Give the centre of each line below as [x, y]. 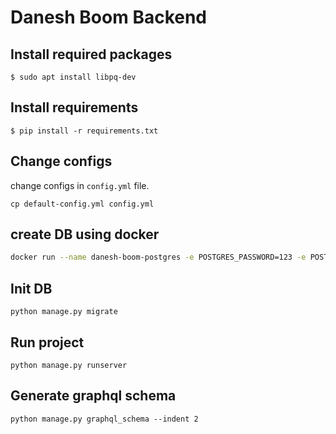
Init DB [31, 288]
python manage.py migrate [64, 312]
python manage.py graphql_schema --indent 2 [104, 419]
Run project [47, 342]
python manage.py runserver [69, 365]
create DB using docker [85, 234]
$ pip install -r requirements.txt [84, 131]
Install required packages [91, 54]
